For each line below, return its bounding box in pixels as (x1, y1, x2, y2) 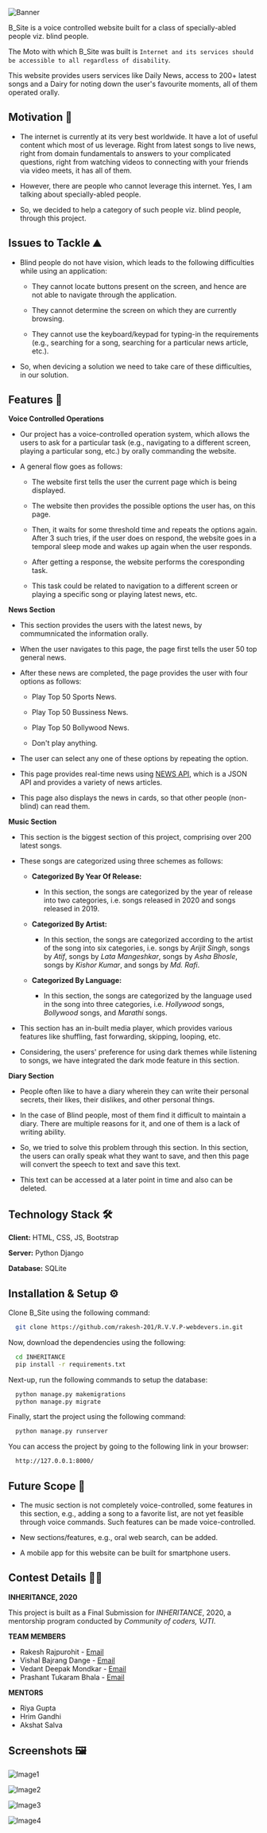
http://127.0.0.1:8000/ (15, 1457, 94, 1465)
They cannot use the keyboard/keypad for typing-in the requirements (31, 329, 259, 338)
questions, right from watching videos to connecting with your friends (19, 157, 249, 166)
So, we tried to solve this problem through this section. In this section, (19, 1143, 249, 1152)
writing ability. (19, 1127, 66, 1137)
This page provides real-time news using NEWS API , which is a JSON (19, 769, 248, 779)
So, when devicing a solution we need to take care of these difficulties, (19, 361, 252, 371)
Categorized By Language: (31, 976, 122, 985)
